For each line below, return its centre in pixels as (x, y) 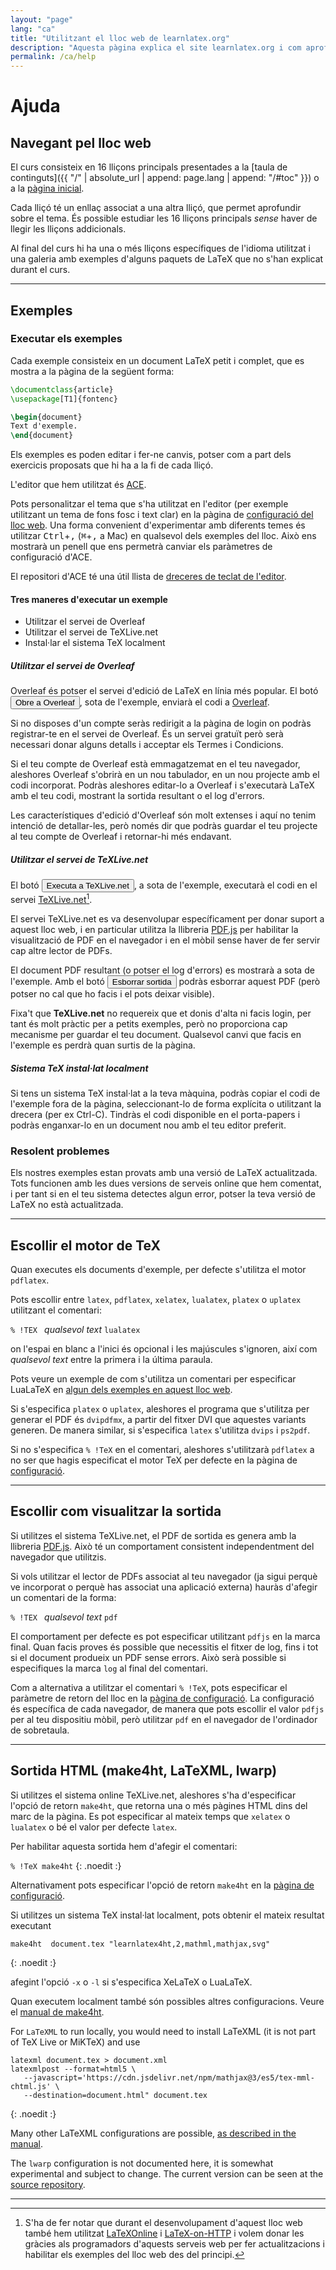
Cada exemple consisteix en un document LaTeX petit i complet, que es (157, 360)
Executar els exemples (66, 339)
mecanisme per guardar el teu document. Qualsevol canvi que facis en (156, 1034)
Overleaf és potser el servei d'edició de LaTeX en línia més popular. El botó (164, 691)
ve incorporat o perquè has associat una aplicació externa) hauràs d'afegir (164, 1587)
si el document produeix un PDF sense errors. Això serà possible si (148, 1657)
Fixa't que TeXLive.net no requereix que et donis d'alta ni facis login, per (161, 1013)
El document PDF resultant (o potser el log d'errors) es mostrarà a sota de (162, 970)
